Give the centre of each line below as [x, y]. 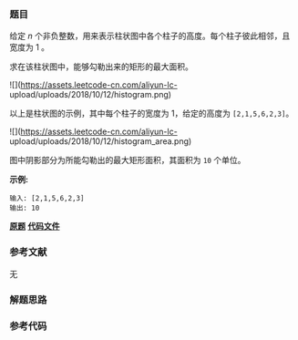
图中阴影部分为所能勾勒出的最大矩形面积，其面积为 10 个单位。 [128, 160]
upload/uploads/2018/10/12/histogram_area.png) [101, 141]
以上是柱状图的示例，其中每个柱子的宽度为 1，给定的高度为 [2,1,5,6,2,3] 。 [152, 113]
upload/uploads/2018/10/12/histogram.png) [90, 95]
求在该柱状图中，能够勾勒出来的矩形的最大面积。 [101, 67]
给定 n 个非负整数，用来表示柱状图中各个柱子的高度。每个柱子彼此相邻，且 [150, 36]
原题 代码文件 [35, 226]
